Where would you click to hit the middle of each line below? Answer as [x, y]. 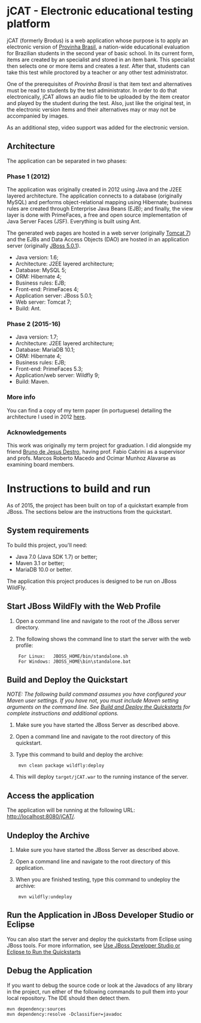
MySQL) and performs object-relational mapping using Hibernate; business [99, 202]
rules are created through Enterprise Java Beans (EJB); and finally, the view [100, 209]
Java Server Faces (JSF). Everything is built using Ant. [74, 222]
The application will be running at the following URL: [71, 810]
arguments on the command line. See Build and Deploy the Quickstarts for [99, 707]
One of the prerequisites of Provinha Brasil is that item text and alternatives [99, 84]
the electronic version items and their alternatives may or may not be [92, 109]
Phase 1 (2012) [28, 177]
